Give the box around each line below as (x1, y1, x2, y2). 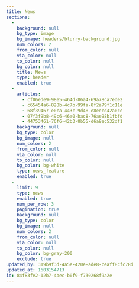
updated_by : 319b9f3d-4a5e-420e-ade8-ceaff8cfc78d (6, 261, 134, 268)
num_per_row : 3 (17, 201, 54, 207)
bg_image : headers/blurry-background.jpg (17, 36, 120, 42)
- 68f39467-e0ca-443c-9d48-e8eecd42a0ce (21, 108, 123, 114)
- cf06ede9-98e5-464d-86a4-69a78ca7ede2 (21, 96, 123, 102)
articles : (17, 91, 41, 97)
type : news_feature (17, 168, 65, 174)
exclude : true (17, 256, 51, 262)
